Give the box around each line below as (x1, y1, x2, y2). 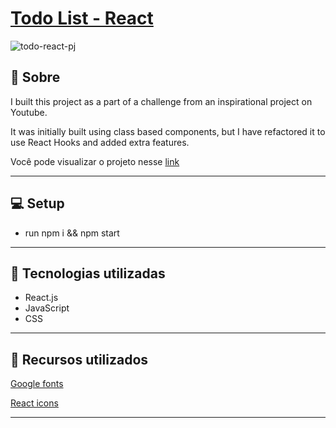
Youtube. (10, 106, 48, 118)
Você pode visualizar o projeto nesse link (10, 155, 180, 167)
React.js (24, 292, 59, 304)
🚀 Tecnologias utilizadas (10, 265, 166, 282)
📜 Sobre (10, 69, 61, 86)
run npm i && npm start (24, 227, 120, 239)
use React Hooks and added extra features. (10, 136, 190, 148)
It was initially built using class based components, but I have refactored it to (10, 125, 326, 137)
